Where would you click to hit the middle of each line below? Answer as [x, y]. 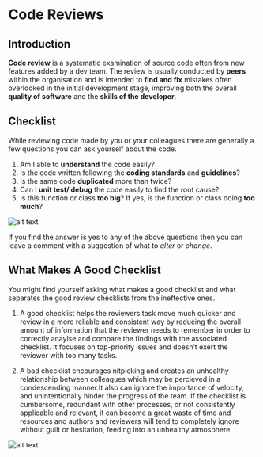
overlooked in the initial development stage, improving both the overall [122, 88]
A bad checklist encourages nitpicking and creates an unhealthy [124, 371]
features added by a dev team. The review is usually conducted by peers [127, 71]
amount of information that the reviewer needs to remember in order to [135, 329]
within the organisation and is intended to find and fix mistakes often [120, 80]
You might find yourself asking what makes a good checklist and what [122, 289]
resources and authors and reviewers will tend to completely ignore [129, 421]
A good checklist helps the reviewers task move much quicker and [128, 313]
